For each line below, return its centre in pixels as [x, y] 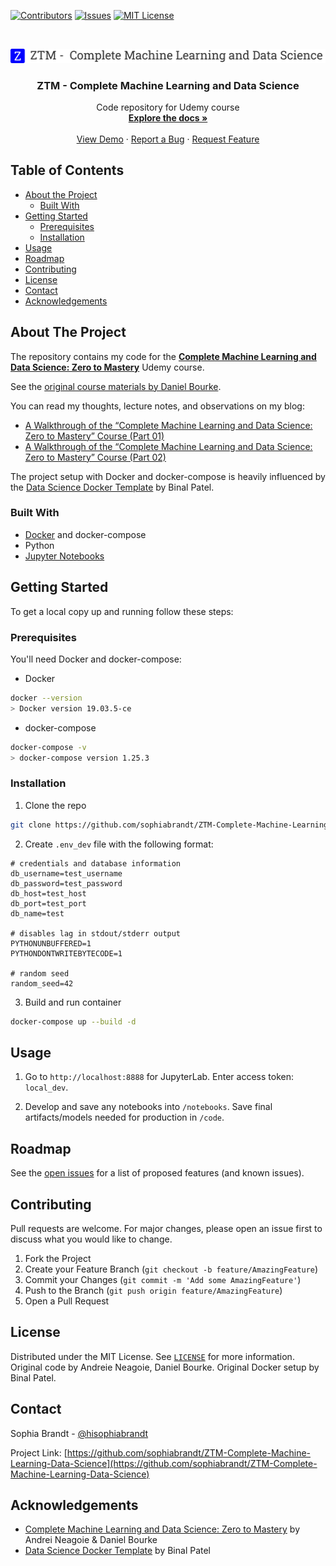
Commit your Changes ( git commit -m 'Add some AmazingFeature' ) [163, 1279]
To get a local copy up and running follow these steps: [122, 611]
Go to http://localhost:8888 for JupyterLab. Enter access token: [159, 1077]
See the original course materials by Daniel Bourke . [116, 386]
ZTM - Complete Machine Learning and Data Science [168, 85]
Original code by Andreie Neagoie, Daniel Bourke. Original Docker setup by [165, 1367]
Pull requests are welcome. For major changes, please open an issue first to [166, 1228]
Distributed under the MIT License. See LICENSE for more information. [152, 1356]
